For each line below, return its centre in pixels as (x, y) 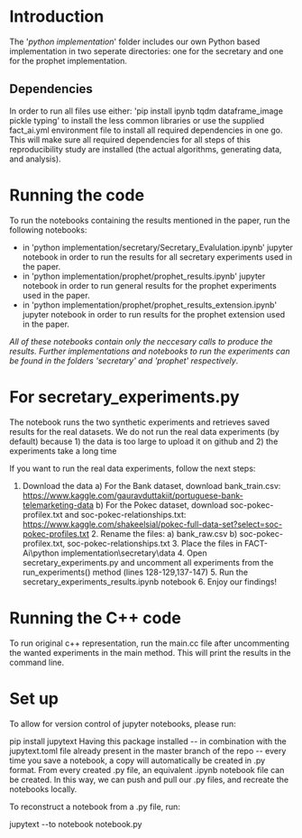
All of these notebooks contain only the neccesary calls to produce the (141, 341)
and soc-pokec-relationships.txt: (125, 514)
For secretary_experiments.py (125, 396)
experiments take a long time (63, 451)
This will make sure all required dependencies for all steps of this (130, 139)
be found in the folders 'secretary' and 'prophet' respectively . (124, 360)
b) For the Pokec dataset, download (162, 505)
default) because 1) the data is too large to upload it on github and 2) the (144, 441)
